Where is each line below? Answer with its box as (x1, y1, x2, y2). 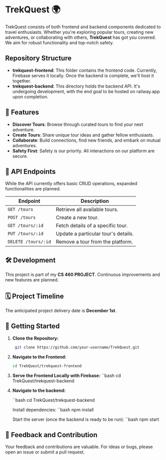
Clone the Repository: (12, 335, 59, 341)
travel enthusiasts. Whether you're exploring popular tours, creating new (5, 29, 154, 35)
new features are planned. (5, 277, 59, 283)
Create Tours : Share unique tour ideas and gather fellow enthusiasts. (12, 132, 154, 138)
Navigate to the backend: (12, 387, 66, 393)
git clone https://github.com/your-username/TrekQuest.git (14, 345, 140, 350)
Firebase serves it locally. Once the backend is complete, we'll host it (12, 73, 154, 79)
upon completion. (12, 93, 49, 99)
